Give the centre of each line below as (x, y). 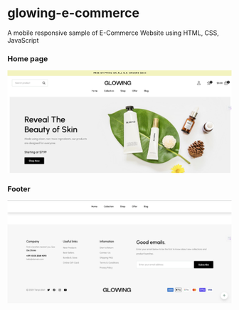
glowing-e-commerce (74, 13)
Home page (28, 58)
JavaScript (23, 40)
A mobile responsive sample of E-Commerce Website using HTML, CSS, (113, 33)
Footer (19, 188)
